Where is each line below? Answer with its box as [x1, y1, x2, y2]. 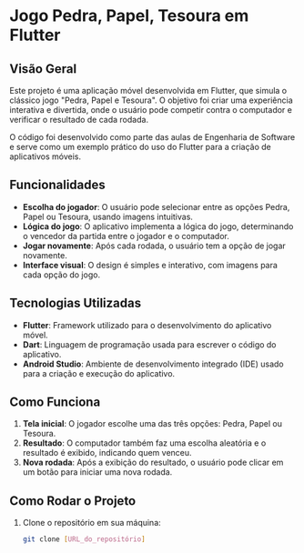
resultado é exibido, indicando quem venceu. [22, 447, 193, 458]
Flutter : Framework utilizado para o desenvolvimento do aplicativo [22, 319, 272, 330]
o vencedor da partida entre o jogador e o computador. [22, 230, 229, 241]
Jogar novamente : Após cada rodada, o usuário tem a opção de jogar [22, 240, 287, 251]
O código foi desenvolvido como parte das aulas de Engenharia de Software [9, 132, 296, 142]
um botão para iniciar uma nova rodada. [22, 467, 173, 478]
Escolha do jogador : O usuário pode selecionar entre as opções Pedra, [22, 201, 290, 212]
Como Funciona [9, 395, 101, 410]
